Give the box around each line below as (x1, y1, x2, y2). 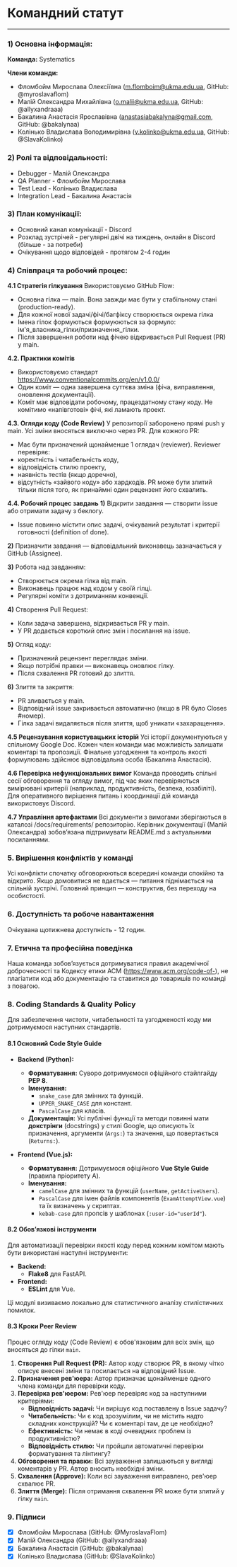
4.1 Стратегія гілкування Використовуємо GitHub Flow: (7, 282, 175, 290)
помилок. (7, 1306, 36, 1314)
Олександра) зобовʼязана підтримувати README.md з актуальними (7, 828, 212, 837)
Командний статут (7, 5, 123, 21)
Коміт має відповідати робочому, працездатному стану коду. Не (17, 398, 213, 406)
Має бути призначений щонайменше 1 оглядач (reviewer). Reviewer (17, 440, 221, 449)
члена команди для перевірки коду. (17, 1382, 126, 1390)
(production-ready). (17, 303, 75, 311)
